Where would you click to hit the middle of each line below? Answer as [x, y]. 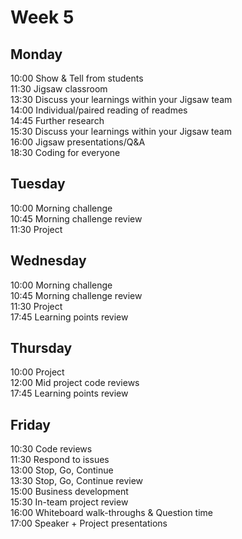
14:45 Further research [57, 120]
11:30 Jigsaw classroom [59, 89]
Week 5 [42, 17]
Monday [36, 54]
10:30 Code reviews [51, 449]
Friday [30, 424]
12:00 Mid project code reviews [75, 383]
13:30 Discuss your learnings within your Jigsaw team [121, 99]
